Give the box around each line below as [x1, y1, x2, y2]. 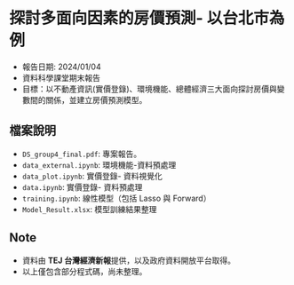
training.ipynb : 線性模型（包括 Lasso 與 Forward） [21, 193, 211, 203]
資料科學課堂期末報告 [21, 72, 100, 83]
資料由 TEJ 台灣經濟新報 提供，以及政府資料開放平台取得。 [21, 255, 236, 265]
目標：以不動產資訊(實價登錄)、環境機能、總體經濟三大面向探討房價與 [21, 83, 278, 94]
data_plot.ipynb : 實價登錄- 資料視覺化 [21, 170, 163, 181]
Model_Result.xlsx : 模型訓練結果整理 [21, 203, 157, 214]
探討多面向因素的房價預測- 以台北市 [9, 8, 269, 28]
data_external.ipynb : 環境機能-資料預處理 [21, 159, 177, 170]
